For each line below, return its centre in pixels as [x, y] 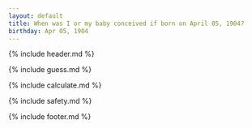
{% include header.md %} [51, 54]
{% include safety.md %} [50, 101]
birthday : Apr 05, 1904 [49, 31]
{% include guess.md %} [50, 70]
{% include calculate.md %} [55, 85]
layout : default [36, 16]
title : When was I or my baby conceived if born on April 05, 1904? [126, 23]
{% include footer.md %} [50, 117]
